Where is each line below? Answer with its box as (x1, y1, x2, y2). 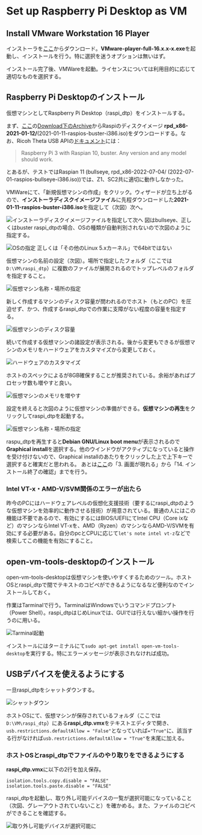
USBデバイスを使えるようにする (6, 669, 125, 679)
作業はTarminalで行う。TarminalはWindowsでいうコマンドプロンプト (6, 601, 177, 608)
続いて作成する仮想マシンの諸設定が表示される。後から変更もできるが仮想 (6, 338, 191, 345)
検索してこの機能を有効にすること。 (6, 537, 96, 544)
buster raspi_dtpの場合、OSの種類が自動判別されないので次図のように (16, 224, 191, 231)
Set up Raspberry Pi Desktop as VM (6, 4, 188, 18)
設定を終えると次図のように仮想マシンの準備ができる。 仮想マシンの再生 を (6, 405, 191, 412)
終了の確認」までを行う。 (26, 468, 91, 475)
